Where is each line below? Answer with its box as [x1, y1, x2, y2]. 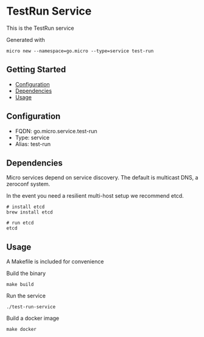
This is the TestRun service [6, 24, 74, 32]
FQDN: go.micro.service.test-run [15, 127, 97, 134]
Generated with [6, 36, 45, 43]
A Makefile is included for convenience [6, 258, 104, 265]
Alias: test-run [15, 140, 51, 147]
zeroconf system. [6, 181, 51, 188]
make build [6, 282, 34, 288]
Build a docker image [6, 314, 60, 322]
